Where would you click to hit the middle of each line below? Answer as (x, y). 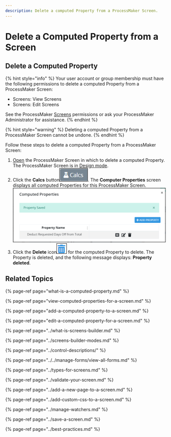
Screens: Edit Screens (36, 104)
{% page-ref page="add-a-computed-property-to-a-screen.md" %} (77, 311)
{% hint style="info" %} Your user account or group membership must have (84, 78)
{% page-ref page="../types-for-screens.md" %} (56, 370)
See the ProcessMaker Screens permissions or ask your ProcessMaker (80, 114)
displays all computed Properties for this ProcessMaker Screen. (79, 185)
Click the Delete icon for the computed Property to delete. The (83, 252)
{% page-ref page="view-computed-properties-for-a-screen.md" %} (78, 301)
